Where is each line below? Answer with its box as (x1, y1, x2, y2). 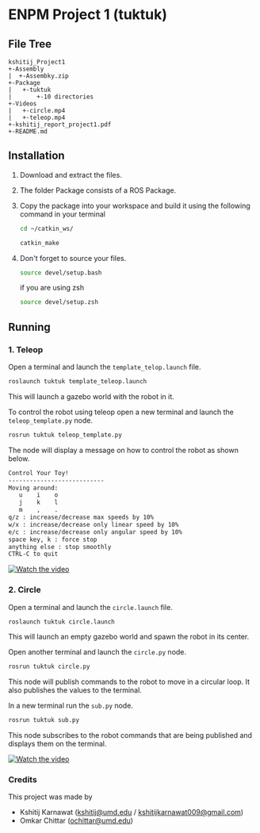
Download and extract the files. (19, 170, 123, 179)
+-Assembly (8, 65, 44, 73)
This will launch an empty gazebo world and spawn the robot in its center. (8, 632, 250, 642)
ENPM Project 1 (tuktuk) (8, 6, 168, 24)
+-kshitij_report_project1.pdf (8, 121, 112, 129)
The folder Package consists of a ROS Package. (19, 185, 177, 195)
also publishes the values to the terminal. (8, 685, 143, 695)
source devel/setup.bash (19, 268, 102, 277)
